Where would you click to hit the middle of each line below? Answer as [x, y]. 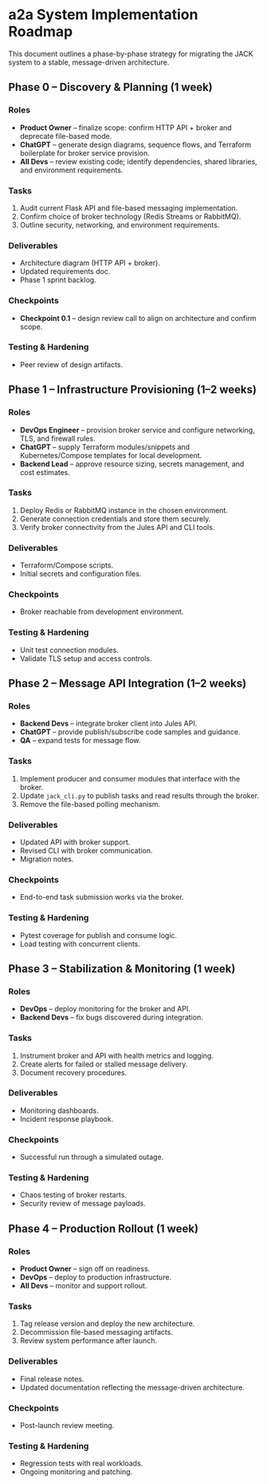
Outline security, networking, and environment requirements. [120, 224]
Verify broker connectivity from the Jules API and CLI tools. [117, 527]
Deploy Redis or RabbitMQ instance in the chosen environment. [124, 510]
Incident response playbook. [67, 1118]
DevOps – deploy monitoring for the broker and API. [105, 1009]
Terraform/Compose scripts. [67, 565]
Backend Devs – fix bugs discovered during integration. [111, 1017]
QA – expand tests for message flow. [80, 741]
